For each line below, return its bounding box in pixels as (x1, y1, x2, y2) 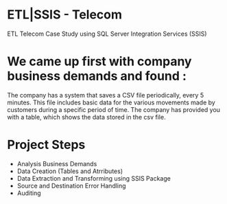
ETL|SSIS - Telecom (7, 7, 122, 23)
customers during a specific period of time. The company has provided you (7, 105, 221, 113)
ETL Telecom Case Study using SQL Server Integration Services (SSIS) (7, 30, 207, 38)
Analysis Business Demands (16, 159, 97, 168)
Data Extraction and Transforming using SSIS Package (16, 174, 171, 182)
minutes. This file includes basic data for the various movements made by (7, 98, 216, 106)
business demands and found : (7, 69, 187, 84)
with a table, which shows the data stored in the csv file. (7, 113, 166, 121)
